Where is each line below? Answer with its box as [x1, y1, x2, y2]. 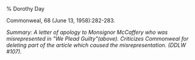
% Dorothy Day [6, 5, 44, 12]
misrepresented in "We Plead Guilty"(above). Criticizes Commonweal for [6, 35, 189, 42]
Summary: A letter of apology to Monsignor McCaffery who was [6, 28, 168, 36]
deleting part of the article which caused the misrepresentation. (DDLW [6, 42, 186, 48]
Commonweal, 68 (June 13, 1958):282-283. [6, 17, 116, 24]
